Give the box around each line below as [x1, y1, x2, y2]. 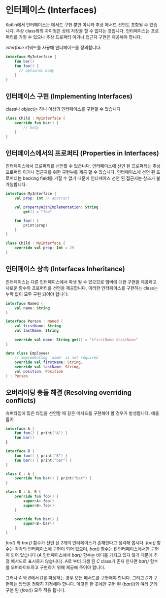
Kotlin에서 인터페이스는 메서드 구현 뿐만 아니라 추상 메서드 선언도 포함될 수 [5, 22, 148, 28]
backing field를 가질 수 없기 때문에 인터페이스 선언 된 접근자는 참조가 [22, 175, 156, 181]
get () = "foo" [23, 209, 52, 214]
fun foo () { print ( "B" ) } [14, 453, 68, 458]
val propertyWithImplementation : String [14, 205, 99, 210]
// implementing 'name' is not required [14, 355, 99, 360]
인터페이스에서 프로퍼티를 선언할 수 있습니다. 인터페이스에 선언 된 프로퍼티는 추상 [5, 163, 161, 169]
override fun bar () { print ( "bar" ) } [14, 476, 92, 481]
